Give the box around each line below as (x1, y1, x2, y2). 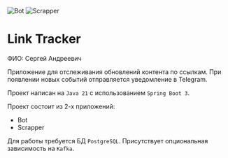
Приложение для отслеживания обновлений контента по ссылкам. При (7, 67, 222, 76)
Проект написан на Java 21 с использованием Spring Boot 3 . (7, 88, 190, 97)
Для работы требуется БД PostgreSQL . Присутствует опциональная (7, 136, 208, 145)
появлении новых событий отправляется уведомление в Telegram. (7, 75, 208, 83)
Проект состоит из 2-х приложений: (7, 102, 115, 110)
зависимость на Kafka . (7, 144, 75, 152)
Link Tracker (7, 31, 82, 47)
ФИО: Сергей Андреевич (7, 54, 82, 62)
